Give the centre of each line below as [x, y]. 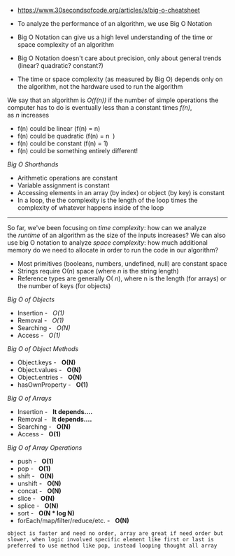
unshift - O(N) [39, 483]
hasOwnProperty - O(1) [53, 385]
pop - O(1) [34, 469]
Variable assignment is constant [63, 185]
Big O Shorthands [33, 164]
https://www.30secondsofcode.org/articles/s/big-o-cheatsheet [109, 10]
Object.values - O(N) [49, 370]
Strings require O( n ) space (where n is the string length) [98, 271]
